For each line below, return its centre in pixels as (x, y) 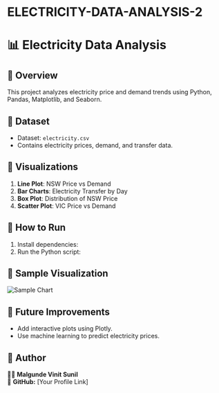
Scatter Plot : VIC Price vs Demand (66, 206)
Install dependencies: (48, 244)
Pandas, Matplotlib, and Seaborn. (55, 99)
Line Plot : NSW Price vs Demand (64, 184)
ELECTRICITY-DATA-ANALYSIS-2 (105, 12)
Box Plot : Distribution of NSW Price (67, 198)
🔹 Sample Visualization (58, 273)
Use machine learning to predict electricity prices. (88, 336)
